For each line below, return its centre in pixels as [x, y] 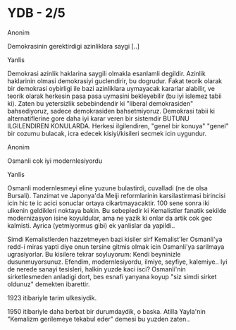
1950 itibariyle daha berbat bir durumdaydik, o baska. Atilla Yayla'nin [106, 311]
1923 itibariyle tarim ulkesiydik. [52, 298]
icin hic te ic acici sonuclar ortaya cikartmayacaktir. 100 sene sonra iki [108, 203]
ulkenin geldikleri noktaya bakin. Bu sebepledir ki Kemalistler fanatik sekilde [117, 210]
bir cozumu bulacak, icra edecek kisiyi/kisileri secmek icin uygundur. [107, 133]
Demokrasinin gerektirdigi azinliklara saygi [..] [73, 46]
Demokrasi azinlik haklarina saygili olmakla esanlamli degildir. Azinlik [107, 73]
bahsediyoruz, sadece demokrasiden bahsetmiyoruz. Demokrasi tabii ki [111, 111]
